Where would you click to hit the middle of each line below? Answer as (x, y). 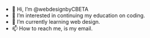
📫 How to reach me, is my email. (52, 28)
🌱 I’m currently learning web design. (56, 22)
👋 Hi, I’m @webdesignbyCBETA (50, 9)
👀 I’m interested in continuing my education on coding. (78, 15)
